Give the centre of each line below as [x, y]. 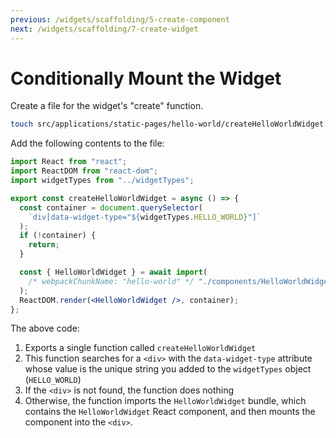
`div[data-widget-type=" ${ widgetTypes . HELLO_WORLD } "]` [145, 217]
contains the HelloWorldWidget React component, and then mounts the [170, 412]
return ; [44, 245]
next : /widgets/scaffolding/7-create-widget [104, 29]
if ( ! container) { [58, 236]
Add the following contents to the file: [87, 143]
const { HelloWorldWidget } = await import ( [113, 272]
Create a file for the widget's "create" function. [107, 106]
